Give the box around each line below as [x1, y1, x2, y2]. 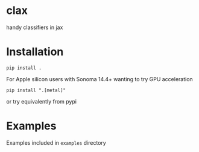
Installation [6, 45, 64, 59]
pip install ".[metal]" [6, 87, 66, 93]
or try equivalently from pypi [6, 97, 77, 105]
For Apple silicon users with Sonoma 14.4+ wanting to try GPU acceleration [6, 75, 193, 82]
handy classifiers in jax [6, 24, 63, 31]
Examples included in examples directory [6, 139, 107, 146]
